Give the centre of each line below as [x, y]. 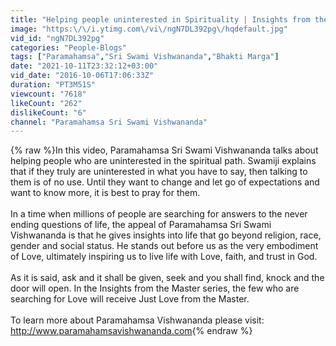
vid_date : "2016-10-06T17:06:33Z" [82, 76]
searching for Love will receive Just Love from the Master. [130, 299]
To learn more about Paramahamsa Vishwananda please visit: [137, 320]
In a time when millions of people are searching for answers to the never [159, 214]
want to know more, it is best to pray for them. [105, 193]
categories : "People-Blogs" [69, 47]
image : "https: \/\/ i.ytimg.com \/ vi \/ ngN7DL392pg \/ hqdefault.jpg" [149, 29]
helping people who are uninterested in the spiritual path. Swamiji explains [163, 161]
